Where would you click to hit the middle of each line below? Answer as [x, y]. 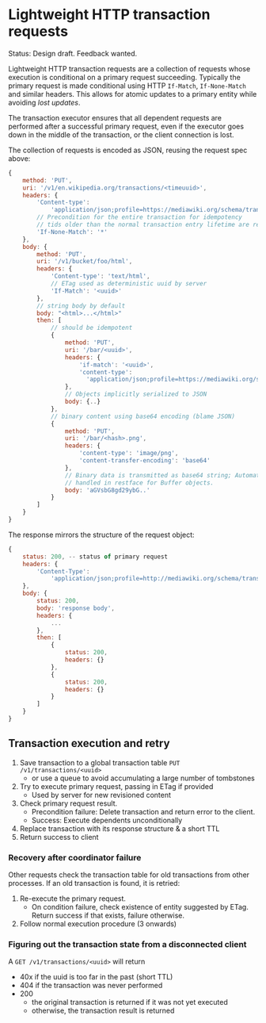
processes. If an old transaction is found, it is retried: [94, 883]
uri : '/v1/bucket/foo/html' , [85, 262]
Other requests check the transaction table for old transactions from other [129, 875]
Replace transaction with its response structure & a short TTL [120, 828]
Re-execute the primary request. [73, 898]
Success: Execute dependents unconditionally [107, 820]
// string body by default [81, 306]
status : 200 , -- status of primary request [95, 557]
